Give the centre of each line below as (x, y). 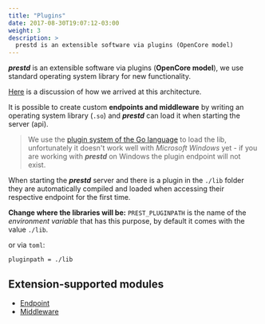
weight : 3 (25, 30)
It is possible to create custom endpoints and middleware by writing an (126, 107)
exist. (37, 165)
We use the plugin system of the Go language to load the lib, (127, 139)
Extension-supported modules (86, 284)
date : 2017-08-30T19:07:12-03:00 (64, 23)
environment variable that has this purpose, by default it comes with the (127, 221)
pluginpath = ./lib (41, 260)
